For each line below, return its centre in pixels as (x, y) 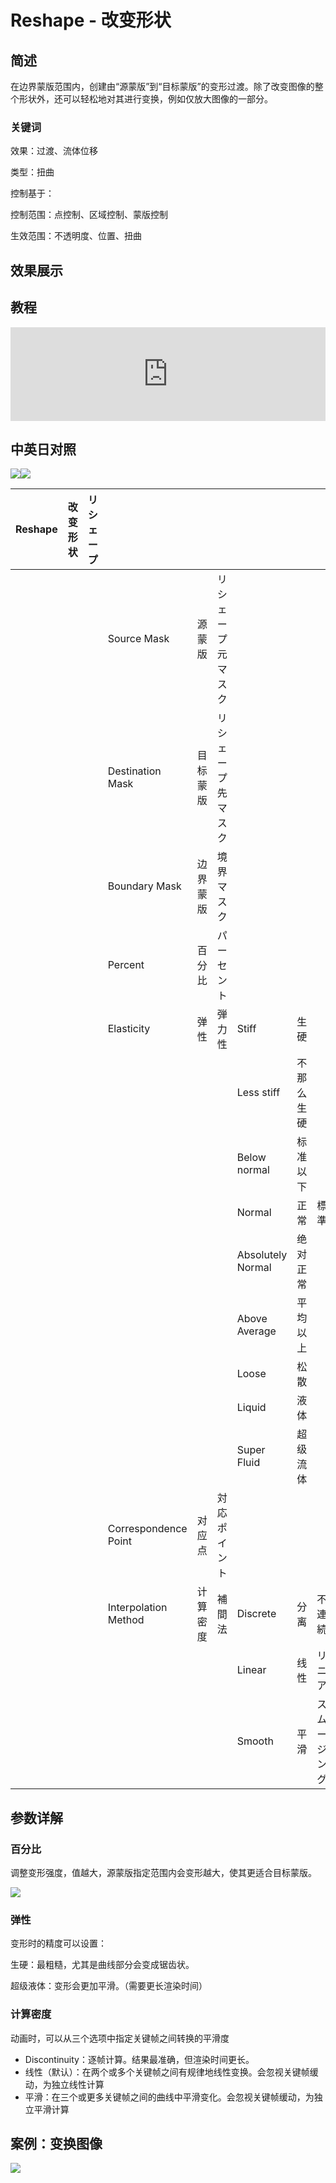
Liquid (251, 1408)
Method (126, 1620)
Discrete (256, 1614)
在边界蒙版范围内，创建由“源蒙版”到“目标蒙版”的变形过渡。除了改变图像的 (162, 86)
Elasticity (129, 1029)
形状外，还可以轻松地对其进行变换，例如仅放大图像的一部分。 (145, 99)
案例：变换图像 (56, 2143)
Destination (134, 771)
